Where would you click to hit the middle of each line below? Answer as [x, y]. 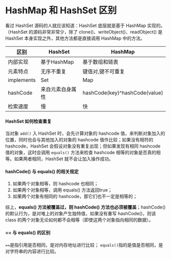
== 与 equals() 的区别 [28, 233]
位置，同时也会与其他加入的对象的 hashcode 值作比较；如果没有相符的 [79, 140]
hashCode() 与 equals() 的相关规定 [42, 171]
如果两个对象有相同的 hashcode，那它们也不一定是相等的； [75, 196]
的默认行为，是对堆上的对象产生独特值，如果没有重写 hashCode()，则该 [81, 214]
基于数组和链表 [100, 62]
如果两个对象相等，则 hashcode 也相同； [55, 184]
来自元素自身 [56, 89]
